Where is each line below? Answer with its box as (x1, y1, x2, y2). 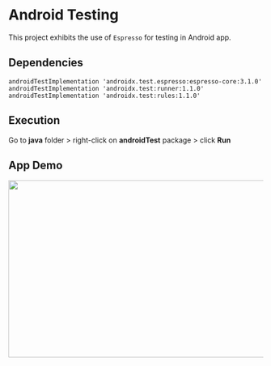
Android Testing (8, 6, 119, 24)
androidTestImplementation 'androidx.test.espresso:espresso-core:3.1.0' (8, 77, 263, 86)
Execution (8, 113, 61, 127)
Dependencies (8, 56, 83, 70)
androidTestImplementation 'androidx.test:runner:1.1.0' (8, 84, 205, 92)
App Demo (8, 158, 63, 172)
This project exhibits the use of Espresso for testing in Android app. (8, 32, 232, 42)
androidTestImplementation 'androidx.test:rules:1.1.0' (8, 91, 201, 100)
